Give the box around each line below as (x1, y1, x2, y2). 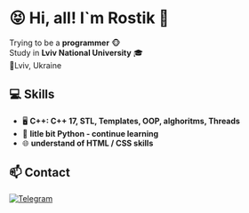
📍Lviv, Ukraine (9, 59, 62, 70)
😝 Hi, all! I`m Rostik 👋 (9, 8, 170, 28)
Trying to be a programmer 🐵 (9, 37, 122, 48)
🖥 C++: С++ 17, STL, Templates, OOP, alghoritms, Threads (21, 115, 240, 126)
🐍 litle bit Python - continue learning (21, 128, 159, 138)
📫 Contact (9, 165, 71, 180)
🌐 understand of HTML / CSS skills (21, 138, 154, 148)
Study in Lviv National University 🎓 (9, 47, 144, 58)
